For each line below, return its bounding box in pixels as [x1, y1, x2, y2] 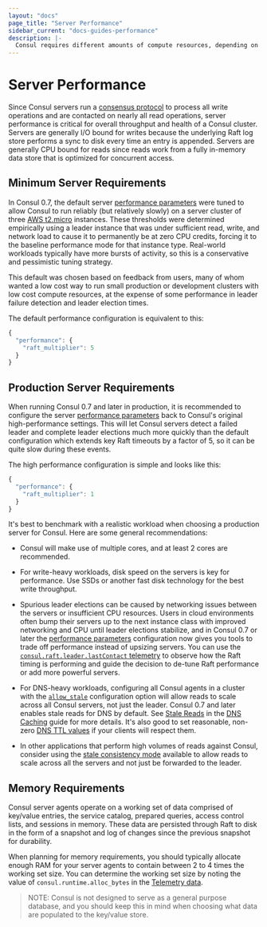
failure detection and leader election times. [8, 297, 149, 308]
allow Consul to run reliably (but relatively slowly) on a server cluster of [8, 205, 241, 216]
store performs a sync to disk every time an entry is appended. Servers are [8, 137, 255, 146]
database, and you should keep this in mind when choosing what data [27, 901, 257, 911]
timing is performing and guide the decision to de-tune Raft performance [19, 659, 259, 669]
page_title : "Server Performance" [8, 19, 124, 27]
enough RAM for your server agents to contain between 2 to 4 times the [8, 861, 245, 870]
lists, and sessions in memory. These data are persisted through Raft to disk [8, 820, 257, 830]
